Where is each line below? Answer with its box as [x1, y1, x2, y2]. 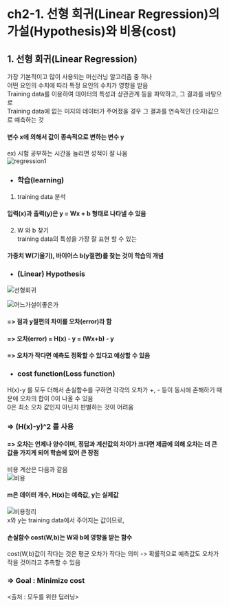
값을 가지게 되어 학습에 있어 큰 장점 [7, 449, 100, 457]
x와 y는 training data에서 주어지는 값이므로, [7, 516, 125, 524]
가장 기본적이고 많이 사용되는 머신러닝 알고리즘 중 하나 [7, 73, 153, 81]
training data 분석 [17, 192, 66, 200]
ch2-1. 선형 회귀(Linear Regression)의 [7, 6, 220, 22]
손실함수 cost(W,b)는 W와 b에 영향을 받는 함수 [7, 533, 133, 541]
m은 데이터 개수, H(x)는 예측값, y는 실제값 [7, 491, 119, 499]
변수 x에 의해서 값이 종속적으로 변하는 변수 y [7, 132, 124, 141]
